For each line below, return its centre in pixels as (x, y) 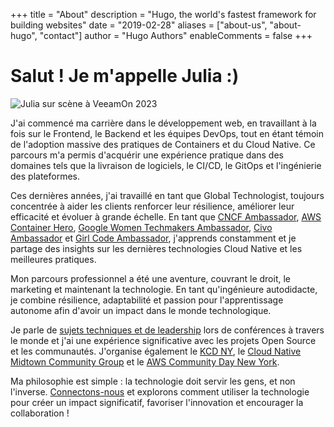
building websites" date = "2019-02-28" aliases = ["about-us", (139, 25)
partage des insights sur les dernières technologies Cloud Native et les (156, 248)
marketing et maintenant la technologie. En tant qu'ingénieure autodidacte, (164, 289)
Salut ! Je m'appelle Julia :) (125, 76)
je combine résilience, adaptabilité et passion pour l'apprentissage (147, 300)
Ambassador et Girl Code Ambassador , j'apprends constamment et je (153, 238)
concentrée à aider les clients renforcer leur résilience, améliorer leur (152, 206)
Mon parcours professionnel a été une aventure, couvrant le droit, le (150, 278)
